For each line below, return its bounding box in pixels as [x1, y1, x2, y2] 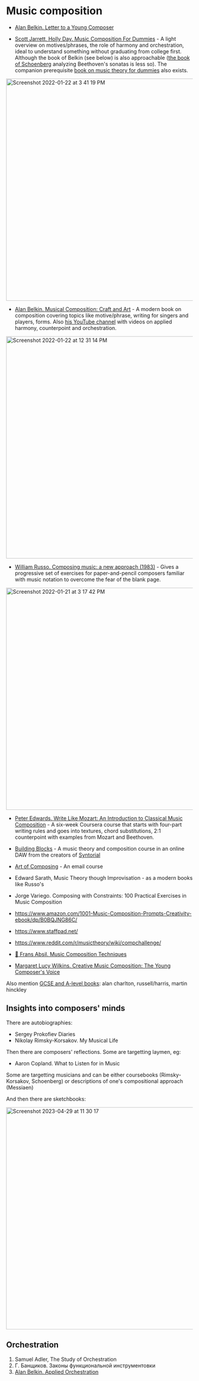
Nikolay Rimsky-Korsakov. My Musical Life [14, 1037, 118, 1044]
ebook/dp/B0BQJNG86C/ [14, 916, 78, 923]
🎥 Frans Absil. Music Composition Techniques [14, 950, 127, 957]
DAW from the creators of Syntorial [14, 851, 101, 858]
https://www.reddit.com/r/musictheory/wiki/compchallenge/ [14, 939, 162, 946]
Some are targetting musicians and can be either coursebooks [6, 1071, 158, 1078]
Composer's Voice [14, 968, 60, 975]
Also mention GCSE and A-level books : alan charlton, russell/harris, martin [6, 979, 188, 987]
